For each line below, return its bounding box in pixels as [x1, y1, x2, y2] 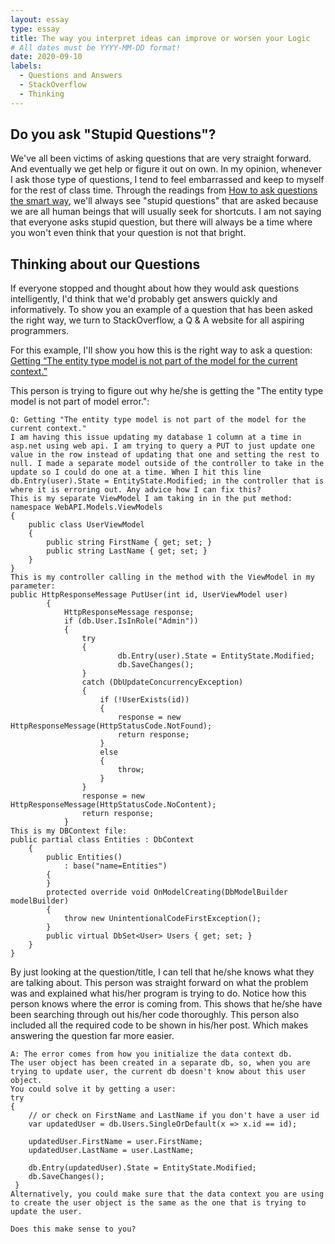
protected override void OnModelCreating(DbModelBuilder [46, 887, 288, 898]
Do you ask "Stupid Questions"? [10, 126, 217, 143]
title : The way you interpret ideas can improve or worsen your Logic [10, 33, 311, 43]
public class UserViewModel [28, 520, 145, 530]
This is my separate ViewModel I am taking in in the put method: [10, 494, 293, 504]
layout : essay [10, 14, 70, 25]
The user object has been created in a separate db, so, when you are [10, 1058, 311, 1068]
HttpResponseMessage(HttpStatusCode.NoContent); [10, 800, 217, 810]
